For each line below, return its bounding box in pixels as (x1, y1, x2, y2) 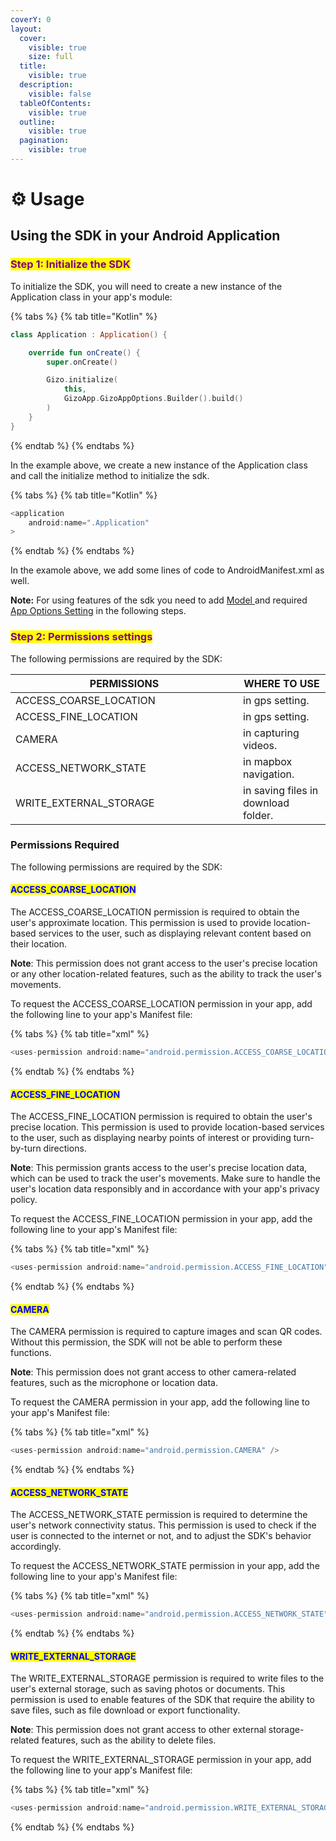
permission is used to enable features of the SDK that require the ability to (10, 1694, 315, 1706)
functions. (10, 1347, 52, 1359)
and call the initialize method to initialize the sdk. (10, 469, 210, 481)
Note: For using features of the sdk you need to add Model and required (10, 594, 308, 606)
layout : (10, 24, 43, 34)
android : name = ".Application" (28, 517, 150, 528)
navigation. (243, 767, 295, 781)
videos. (243, 738, 278, 752)
